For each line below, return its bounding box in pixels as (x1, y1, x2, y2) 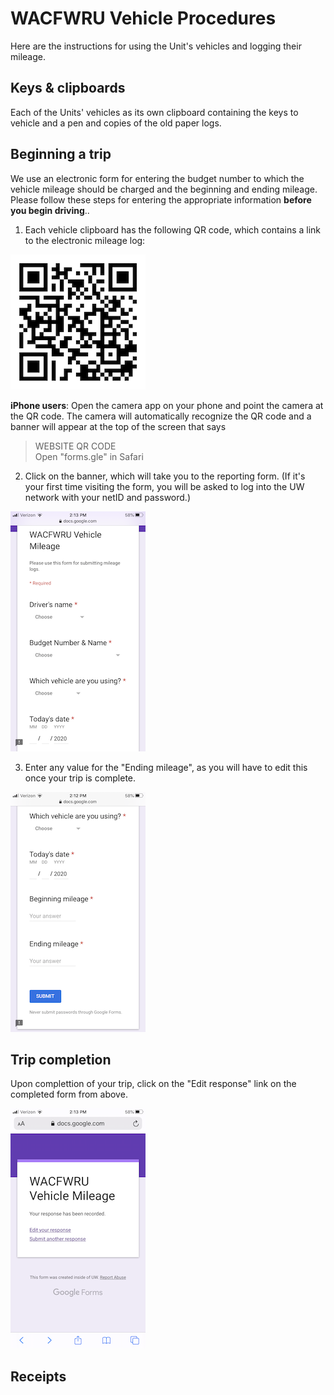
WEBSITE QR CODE (34, 440, 117, 452)
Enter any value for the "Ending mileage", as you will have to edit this (24, 761, 308, 773)
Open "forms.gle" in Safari (34, 450, 144, 462)
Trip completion (10, 1051, 112, 1068)
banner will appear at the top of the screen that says (10, 420, 227, 432)
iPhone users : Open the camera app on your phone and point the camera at (10, 399, 324, 411)
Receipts (10, 1368, 67, 1385)
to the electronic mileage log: (24, 234, 146, 246)
